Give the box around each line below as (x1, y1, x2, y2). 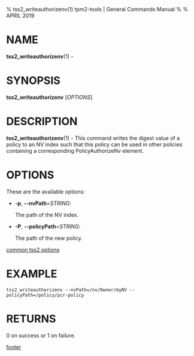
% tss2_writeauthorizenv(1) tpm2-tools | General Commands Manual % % (6, 6, 189, 13)
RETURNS (6, 312, 56, 325)
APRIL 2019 (6, 12, 35, 19)
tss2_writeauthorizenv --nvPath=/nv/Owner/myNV (6, 286, 128, 293)
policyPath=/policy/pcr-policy (6, 292, 84, 298)
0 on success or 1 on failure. (6, 331, 76, 339)
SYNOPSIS (6, 74, 61, 88)
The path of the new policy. (14, 234, 83, 242)
